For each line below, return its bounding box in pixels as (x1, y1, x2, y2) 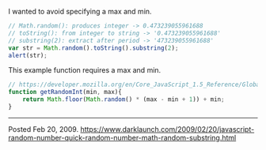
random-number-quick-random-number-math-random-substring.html (8, 133, 237, 142)
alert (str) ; (8, 51, 47, 59)
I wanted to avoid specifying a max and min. (8, 7, 152, 16)
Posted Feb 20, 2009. (8, 124, 79, 133)
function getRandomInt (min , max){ (8, 88, 123, 96)
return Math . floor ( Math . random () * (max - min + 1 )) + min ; (22, 96, 225, 103)
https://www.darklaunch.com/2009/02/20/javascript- (80, 124, 255, 133)
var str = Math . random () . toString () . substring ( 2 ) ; (8, 43, 179, 52)
